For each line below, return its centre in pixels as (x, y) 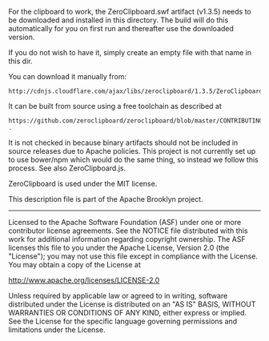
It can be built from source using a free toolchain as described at (115, 106)
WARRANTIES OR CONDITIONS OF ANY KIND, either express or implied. (127, 313)
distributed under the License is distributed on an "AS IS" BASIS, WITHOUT (132, 304)
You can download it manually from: (67, 76)
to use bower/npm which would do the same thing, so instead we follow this (133, 160)
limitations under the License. (57, 330)
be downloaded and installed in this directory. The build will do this (118, 20)
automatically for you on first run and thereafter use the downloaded (121, 28)
